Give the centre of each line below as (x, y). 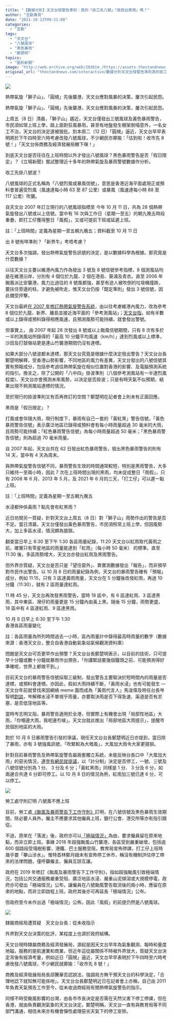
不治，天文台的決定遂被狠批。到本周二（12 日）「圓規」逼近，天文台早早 (85, 131)
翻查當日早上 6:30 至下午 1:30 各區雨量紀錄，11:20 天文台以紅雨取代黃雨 (81, 542)
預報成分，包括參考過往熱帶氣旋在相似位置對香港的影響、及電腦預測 (86, 366)
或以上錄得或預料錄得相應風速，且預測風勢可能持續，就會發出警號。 (77, 319)
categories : (18, 24)
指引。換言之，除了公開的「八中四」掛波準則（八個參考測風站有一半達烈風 (88, 373)
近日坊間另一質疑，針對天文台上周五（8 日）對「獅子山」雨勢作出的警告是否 (86, 518)
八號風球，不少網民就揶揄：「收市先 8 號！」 (65, 964)
